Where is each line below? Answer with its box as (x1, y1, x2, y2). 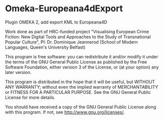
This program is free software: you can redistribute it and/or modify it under (5, 53, 158, 59)
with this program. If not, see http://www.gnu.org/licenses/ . (5, 109, 125, 115)
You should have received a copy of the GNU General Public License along (5, 104, 156, 110)
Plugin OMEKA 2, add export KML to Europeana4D (5, 19, 108, 25)
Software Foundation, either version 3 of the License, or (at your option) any (5, 64, 159, 70)
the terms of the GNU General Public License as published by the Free (5, 59, 147, 65)
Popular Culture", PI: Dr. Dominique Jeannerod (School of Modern (5, 39, 138, 45)
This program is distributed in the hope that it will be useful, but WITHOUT (5, 79, 155, 85)
